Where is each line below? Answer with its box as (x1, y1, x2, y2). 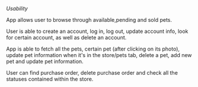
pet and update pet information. (6, 58, 84, 65)
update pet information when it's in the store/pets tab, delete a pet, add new (6, 52, 192, 58)
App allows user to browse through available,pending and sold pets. (6, 16, 173, 23)
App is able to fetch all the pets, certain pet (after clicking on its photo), (6, 45, 180, 52)
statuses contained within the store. (6, 76, 94, 82)
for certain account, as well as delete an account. (6, 34, 127, 41)
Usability (6, 5, 28, 12)
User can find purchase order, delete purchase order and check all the (6, 69, 178, 76)
